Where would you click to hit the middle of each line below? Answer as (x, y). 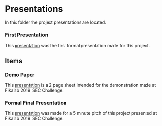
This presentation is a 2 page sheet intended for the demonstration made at (81, 85)
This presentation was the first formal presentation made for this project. (78, 46)
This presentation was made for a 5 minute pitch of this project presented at (81, 113)
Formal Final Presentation (36, 103)
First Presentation (27, 35)
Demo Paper (20, 75)
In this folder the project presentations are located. (56, 22)
